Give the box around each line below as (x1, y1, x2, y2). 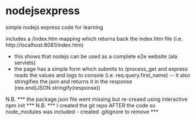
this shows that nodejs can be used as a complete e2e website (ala (14, 53, 178, 60)
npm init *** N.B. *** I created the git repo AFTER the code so (5, 102, 156, 109)
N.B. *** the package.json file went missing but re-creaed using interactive (5, 96, 188, 103)
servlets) (14, 59, 36, 66)
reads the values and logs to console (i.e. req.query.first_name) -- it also (14, 71, 190, 79)
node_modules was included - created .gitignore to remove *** (5, 108, 159, 115)
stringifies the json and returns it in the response (14, 78, 132, 85)
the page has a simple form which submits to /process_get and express (14, 65, 188, 72)
